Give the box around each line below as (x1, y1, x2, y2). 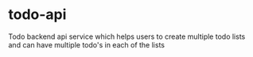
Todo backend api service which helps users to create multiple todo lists (8, 32, 246, 41)
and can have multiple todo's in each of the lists (8, 40, 165, 49)
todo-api (8, 6, 67, 24)
